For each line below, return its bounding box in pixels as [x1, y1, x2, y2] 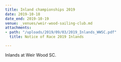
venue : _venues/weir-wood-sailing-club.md [5, 21, 93, 26]
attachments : [5, 25, 32, 30]
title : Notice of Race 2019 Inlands [9, 35, 84, 40]
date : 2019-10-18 [5, 12, 40, 17]
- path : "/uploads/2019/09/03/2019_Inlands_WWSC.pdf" [5, 30, 117, 35]
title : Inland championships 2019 [5, 7, 76, 12]
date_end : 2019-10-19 [5, 16, 49, 21]
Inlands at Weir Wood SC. [5, 52, 57, 58]
